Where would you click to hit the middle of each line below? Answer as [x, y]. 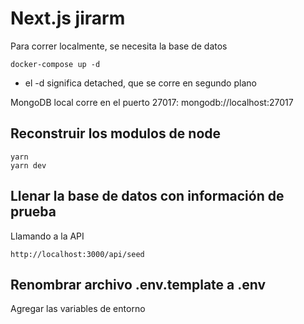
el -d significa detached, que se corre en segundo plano [140, 83]
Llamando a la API [47, 236]
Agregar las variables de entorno [78, 309]
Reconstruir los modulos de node [116, 133]
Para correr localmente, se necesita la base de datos [119, 46]
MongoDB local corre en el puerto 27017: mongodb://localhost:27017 [152, 102]
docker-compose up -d [55, 64]
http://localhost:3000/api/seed [77, 254]
